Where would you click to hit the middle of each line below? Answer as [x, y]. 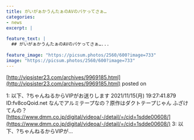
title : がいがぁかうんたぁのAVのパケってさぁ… [56, 11]
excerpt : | [19, 28]
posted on [134, 83]
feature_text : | [26, 39]
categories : [21, 17]
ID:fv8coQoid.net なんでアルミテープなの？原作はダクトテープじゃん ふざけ [97, 103]
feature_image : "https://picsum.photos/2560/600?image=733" [81, 55]
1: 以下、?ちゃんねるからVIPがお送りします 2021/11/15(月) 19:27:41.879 [91, 95]
